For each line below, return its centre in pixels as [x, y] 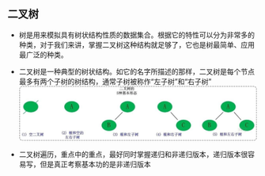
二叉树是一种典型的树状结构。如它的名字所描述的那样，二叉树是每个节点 [136, 71]
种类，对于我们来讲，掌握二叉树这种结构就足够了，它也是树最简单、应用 [136, 44]
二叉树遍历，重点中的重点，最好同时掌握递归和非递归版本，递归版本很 [133, 154]
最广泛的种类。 [43, 55]
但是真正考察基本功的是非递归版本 [95, 164]
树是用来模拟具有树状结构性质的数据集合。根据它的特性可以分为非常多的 [136, 35]
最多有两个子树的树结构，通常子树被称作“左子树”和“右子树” [115, 81]
